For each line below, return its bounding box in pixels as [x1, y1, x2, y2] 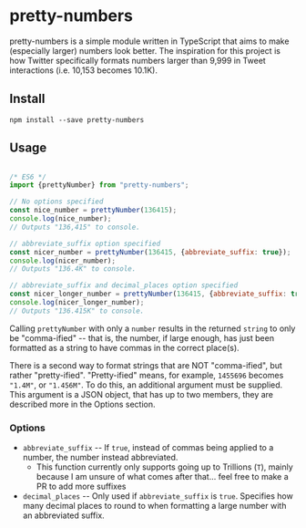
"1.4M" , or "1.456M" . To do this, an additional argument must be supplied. [9, 379, 283, 390]
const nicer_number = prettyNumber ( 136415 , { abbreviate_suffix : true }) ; [9, 247, 291, 256]
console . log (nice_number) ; [9, 214, 112, 223]
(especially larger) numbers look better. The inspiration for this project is [9, 45, 280, 56]
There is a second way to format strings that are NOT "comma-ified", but [9, 359, 282, 370]
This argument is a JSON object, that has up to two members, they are [9, 388, 274, 399]
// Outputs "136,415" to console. [9, 223, 141, 232]
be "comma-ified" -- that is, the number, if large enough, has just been [9, 332, 275, 343]
